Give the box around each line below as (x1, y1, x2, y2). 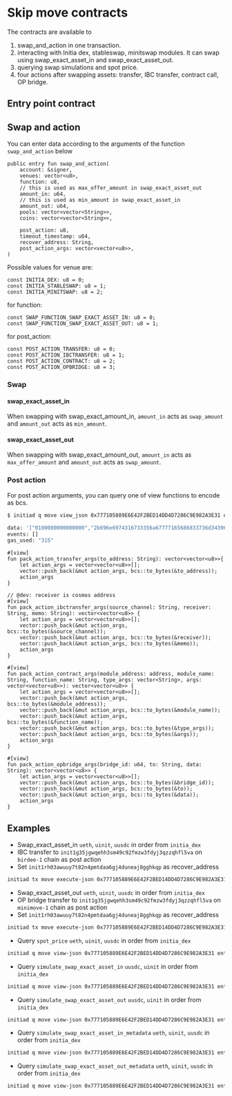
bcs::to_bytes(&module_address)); (7, 701, 107, 708)
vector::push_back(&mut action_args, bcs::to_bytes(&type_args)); (19, 725, 215, 732)
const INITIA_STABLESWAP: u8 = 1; (7, 283, 107, 290)
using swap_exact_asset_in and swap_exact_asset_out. (17, 55, 174, 64)
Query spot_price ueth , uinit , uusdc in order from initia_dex (17, 936, 191, 945)
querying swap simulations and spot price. (17, 63, 139, 71)
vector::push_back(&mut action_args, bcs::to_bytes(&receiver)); (19, 634, 212, 641)
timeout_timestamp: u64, (19, 233, 91, 240)
